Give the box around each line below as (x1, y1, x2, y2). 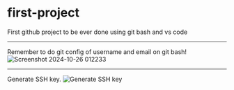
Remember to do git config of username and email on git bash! (7, 47, 187, 56)
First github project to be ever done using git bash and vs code (7, 28, 188, 36)
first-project (7, 5, 80, 21)
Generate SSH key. (7, 75, 61, 83)
